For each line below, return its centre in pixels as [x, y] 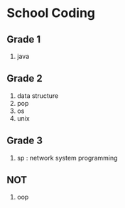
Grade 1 [23, 39]
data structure [38, 95]
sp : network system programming [67, 158]
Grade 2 [25, 78]
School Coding [51, 13]
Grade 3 [25, 141]
